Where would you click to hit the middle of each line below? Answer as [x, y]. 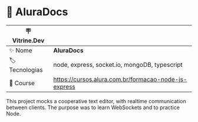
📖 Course [22, 83]
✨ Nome [21, 50]
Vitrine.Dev [28, 40]
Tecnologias [26, 70]
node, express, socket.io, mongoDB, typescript [118, 65]
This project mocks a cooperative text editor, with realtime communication [96, 101]
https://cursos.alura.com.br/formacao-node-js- [120, 79]
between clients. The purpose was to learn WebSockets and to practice [93, 107]
